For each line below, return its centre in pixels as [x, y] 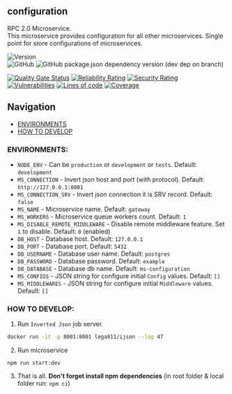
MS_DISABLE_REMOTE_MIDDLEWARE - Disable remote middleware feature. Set [121, 224]
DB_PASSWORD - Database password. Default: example [91, 261]
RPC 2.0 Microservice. [39, 28]
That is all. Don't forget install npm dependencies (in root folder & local [121, 376]
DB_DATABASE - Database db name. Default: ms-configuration [103, 268]
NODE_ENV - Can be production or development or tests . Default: [107, 164]
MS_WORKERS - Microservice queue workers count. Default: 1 [102, 217]
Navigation [31, 107]
